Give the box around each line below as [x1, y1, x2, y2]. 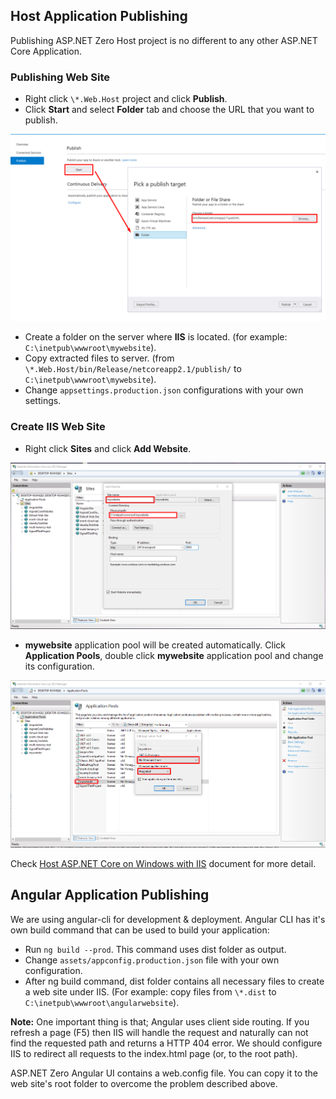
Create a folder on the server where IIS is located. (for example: [24, 331, 288, 343]
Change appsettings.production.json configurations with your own [24, 384, 304, 396]
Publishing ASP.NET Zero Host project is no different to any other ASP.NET [10, 34, 318, 46]
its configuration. [24, 660, 95, 673]
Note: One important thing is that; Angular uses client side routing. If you [10, 1015, 310, 1028]
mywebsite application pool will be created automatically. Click [24, 639, 286, 651]
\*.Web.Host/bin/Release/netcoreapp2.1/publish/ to [24, 363, 242, 375]
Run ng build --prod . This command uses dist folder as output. [24, 943, 287, 955]
